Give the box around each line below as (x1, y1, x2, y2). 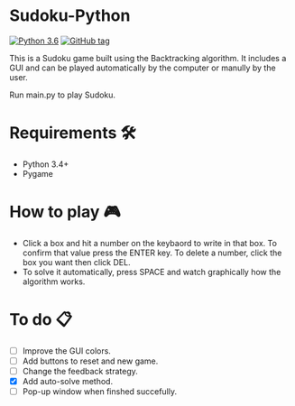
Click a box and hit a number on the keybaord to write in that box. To (22, 237, 278, 248)
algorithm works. (22, 276, 86, 287)
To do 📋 (9, 309, 73, 329)
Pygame (22, 168, 54, 179)
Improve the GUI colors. (22, 345, 111, 356)
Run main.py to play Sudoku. (9, 89, 115, 100)
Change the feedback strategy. (22, 365, 138, 376)
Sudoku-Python (9, 5, 131, 26)
